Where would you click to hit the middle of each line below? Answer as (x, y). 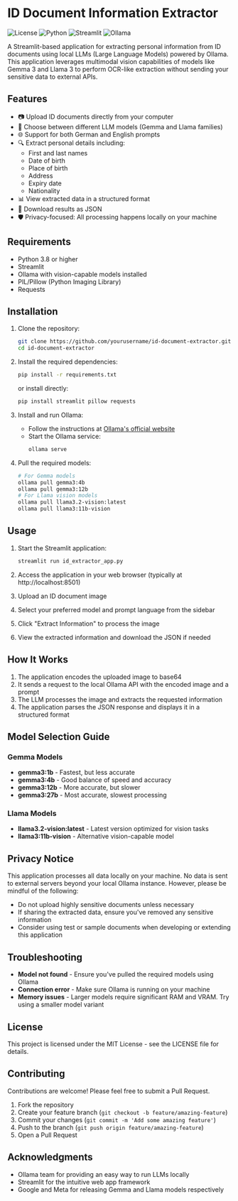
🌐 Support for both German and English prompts (89, 134)
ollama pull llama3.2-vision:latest (72, 502)
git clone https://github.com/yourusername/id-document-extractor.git (124, 342)
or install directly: (43, 388)
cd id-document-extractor (56, 348)
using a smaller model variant (61, 1005)
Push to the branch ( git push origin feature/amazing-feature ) (110, 1127)
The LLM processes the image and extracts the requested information (120, 699)
